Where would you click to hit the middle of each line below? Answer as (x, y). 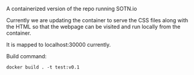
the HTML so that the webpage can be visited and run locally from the (93, 27)
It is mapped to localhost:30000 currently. (59, 45)
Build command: (27, 56)
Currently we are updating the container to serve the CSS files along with (97, 20)
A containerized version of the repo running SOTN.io (72, 9)
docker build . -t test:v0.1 (43, 67)
